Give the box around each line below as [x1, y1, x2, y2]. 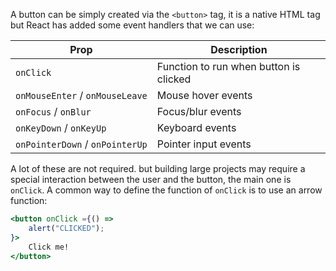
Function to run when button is [156, 60, 301, 73]
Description [210, 43, 268, 56]
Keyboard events [156, 121, 237, 134]
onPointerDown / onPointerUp [15, 137, 148, 151]
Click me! [28, 242, 70, 252]
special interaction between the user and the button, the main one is [10, 174, 292, 185]
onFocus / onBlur [15, 105, 92, 118]
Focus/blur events [156, 105, 242, 118]
